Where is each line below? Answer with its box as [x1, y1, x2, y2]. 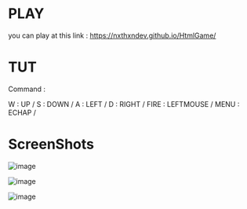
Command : [8, 84, 45, 93]
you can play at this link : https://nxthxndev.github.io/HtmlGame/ [8, 31, 216, 40]
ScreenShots [8, 135, 94, 153]
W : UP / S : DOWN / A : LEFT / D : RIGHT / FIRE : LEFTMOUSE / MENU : [8, 99, 240, 108]
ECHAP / [8, 108, 37, 117]
